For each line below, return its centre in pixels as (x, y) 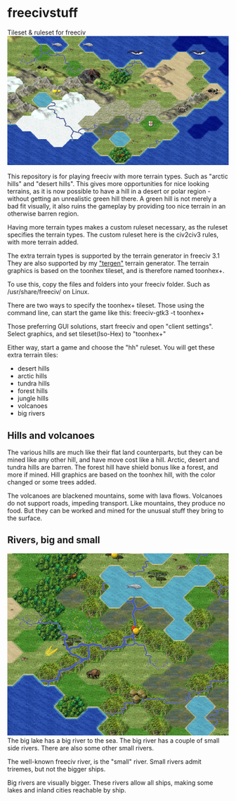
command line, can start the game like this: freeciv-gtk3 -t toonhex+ (106, 313)
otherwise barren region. (43, 214)
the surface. (25, 518)
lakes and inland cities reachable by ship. (67, 790)
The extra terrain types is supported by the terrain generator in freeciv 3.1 (113, 256)
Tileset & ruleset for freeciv (47, 32)
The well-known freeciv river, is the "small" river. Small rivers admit (104, 762)
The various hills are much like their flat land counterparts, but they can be (115, 452)
